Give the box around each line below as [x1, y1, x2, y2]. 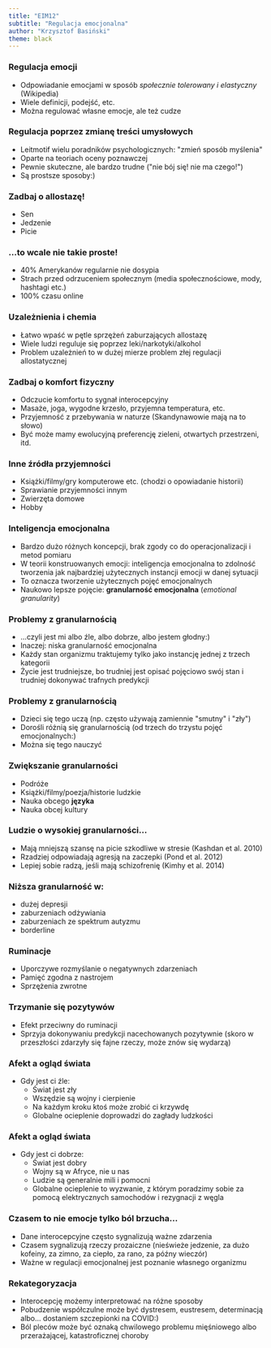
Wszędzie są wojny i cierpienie [32, 1094, 136, 1102]
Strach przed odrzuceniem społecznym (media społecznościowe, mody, [19, 274, 262, 284]
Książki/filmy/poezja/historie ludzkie [19, 787, 141, 797]
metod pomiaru [19, 550, 71, 559]
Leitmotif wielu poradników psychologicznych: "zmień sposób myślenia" [19, 144, 263, 154]
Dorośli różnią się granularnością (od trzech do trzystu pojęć [19, 723, 223, 733]
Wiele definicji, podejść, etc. [19, 97, 115, 107]
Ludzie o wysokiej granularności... [8, 824, 148, 836]
